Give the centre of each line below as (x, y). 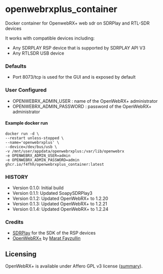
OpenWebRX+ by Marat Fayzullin (47, 238)
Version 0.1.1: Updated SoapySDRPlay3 (52, 193)
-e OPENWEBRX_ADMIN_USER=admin (38, 156)
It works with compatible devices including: (50, 38)
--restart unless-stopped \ (35, 138)
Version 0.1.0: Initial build (38, 188)
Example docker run (27, 123)
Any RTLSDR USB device (38, 53)
